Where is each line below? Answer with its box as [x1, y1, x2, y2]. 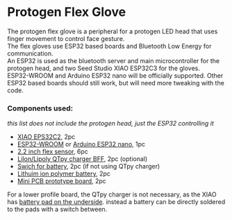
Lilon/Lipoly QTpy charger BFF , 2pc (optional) [17, 155, 148, 163]
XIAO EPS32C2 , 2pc [17, 133, 76, 141]
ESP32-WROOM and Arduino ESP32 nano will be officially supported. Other [7, 71, 224, 80]
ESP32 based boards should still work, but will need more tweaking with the [7, 78, 224, 87]
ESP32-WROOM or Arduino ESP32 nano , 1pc [17, 140, 146, 149]
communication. [7, 49, 53, 58]
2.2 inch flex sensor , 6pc [17, 147, 88, 156]
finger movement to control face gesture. [7, 34, 125, 42]
